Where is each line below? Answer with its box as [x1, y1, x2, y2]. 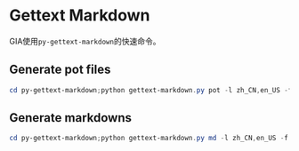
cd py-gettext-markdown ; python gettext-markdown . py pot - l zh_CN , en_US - [9, 85, 289, 94]
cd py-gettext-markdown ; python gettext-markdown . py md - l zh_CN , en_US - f [9, 134, 289, 143]
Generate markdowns [9, 110, 132, 125]
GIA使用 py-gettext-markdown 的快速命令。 [9, 36, 161, 46]
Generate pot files [9, 62, 111, 77]
